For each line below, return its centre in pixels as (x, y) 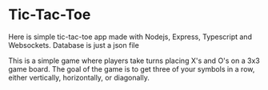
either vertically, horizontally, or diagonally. (79, 77)
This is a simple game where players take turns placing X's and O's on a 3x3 (134, 61)
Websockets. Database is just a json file (74, 45)
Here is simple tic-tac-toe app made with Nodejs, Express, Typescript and (130, 37)
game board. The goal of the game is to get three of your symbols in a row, (132, 68)
